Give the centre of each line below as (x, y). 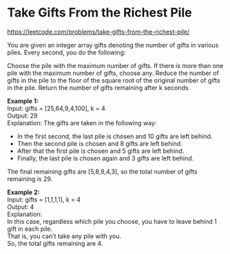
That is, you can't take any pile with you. (64, 236)
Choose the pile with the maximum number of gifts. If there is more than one (115, 65)
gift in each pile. (30, 229)
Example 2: (23, 192)
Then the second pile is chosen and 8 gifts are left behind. (100, 143)
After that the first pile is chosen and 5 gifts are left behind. (101, 151)
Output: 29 (22, 116)
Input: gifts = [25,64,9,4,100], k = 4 (56, 108)
